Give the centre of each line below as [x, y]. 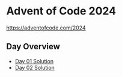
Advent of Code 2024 [61, 11]
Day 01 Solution [34, 61]
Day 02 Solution [35, 67]
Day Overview [33, 47]
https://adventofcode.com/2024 [46, 28]
